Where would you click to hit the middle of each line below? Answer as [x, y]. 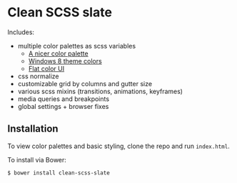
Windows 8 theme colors [65, 61]
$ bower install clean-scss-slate [59, 173]
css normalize [38, 76]
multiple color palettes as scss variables [77, 46]
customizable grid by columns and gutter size [85, 83]
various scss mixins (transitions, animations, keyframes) [100, 91]
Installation [33, 129]
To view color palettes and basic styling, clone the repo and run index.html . [118, 146]
